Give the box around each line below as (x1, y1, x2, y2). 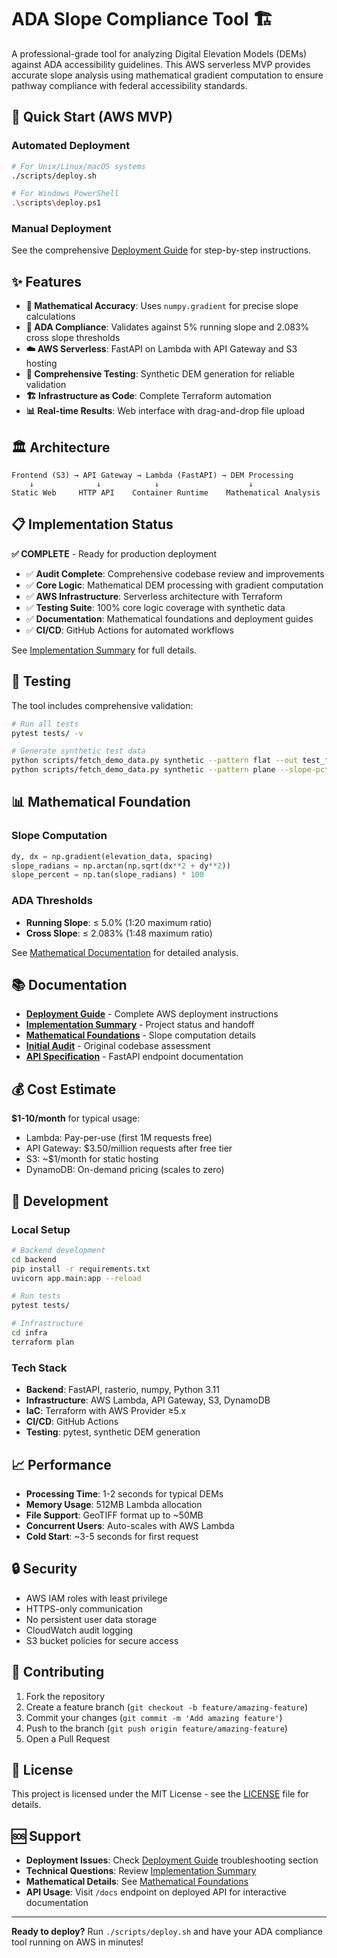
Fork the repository (25, 1690, 106, 1702)
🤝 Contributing (11, 1664, 105, 1681)
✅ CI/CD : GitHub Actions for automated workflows (25, 624, 234, 636)
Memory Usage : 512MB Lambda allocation (25, 1498, 203, 1510)
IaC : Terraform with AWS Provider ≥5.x (25, 1405, 187, 1417)
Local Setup (11, 1222, 71, 1236)
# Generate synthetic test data (11, 746, 146, 756)
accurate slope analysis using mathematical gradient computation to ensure (11, 69, 324, 81)
